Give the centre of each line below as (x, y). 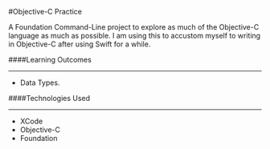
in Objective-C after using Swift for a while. (80, 44)
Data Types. (40, 83)
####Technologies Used (49, 98)
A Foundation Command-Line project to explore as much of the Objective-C (134, 27)
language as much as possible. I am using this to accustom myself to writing (135, 36)
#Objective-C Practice (45, 12)
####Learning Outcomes (50, 60)
